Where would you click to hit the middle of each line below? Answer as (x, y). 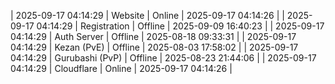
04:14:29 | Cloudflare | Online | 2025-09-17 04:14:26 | (121, 68)
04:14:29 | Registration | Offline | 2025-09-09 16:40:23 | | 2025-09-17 (180, 26)
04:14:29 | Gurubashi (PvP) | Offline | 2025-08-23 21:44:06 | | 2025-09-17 (163, 58)
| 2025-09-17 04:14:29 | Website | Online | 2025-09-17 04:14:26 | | (147, 15)
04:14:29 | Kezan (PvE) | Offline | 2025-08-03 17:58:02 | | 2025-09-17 (154, 47)
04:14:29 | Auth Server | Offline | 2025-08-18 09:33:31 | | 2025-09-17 (153, 36)
